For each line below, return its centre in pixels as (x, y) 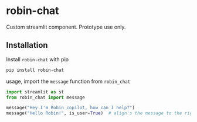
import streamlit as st (35, 92)
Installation (27, 45)
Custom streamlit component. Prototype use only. (66, 27)
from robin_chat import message (45, 97)
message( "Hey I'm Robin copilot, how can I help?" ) (70, 108)
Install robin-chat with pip (38, 59)
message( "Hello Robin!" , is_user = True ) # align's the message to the (94, 113)
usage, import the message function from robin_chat (68, 81)
